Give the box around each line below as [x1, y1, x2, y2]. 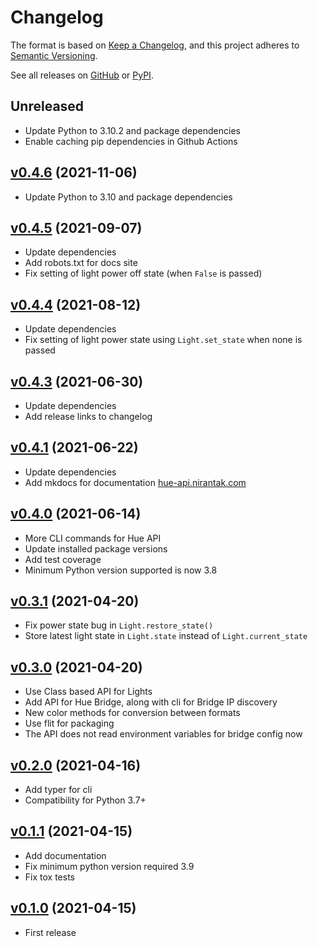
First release [24, 926, 77, 938]
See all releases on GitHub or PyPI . [10, 69, 154, 81]
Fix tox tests [24, 871, 75, 883]
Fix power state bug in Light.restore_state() [24, 619, 214, 631]
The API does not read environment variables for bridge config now [24, 728, 303, 740]
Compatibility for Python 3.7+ [24, 794, 147, 806]
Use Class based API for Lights [24, 686, 153, 698]
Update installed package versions [24, 542, 168, 555]
